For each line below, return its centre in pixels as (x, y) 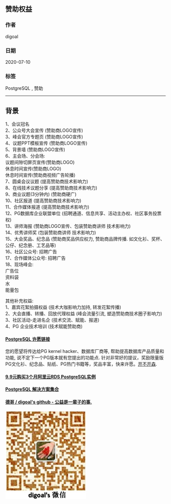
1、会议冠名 (17, 124)
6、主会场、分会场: (25, 156)
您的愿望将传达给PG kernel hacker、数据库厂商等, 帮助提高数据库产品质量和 (85, 351)
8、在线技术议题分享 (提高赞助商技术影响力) (51, 188)
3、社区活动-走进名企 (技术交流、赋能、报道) (52, 320)
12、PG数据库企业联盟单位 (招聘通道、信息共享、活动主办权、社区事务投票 (83, 213)
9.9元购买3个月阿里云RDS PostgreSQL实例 (50, 376)
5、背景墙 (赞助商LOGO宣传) (35, 150)
